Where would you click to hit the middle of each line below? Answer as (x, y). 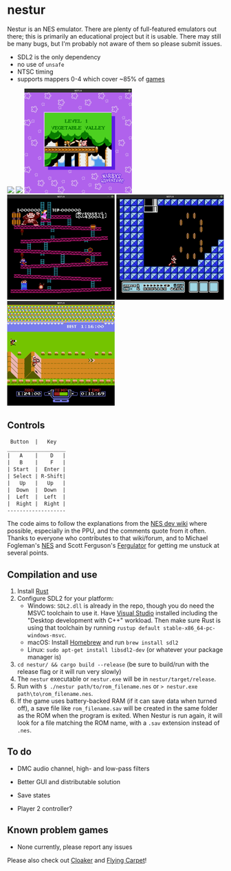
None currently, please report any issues (75, 847)
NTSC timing (35, 72)
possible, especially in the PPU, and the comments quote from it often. (107, 531)
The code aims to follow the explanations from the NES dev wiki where (107, 524)
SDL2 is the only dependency (59, 57)
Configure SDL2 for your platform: (65, 599)
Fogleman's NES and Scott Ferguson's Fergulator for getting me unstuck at (113, 546)
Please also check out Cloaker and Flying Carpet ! (77, 860)
